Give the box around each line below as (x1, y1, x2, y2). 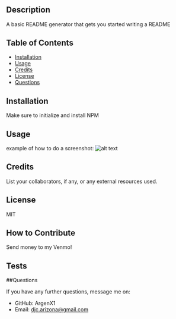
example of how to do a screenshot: (6, 145, 94, 152)
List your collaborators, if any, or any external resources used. (6, 178, 158, 185)
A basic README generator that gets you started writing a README (6, 20, 171, 28)
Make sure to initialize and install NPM (6, 112, 99, 119)
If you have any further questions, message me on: (6, 288, 130, 295)
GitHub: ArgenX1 (14, 299, 56, 307)
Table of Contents (6, 38, 74, 48)
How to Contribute (6, 228, 76, 238)
